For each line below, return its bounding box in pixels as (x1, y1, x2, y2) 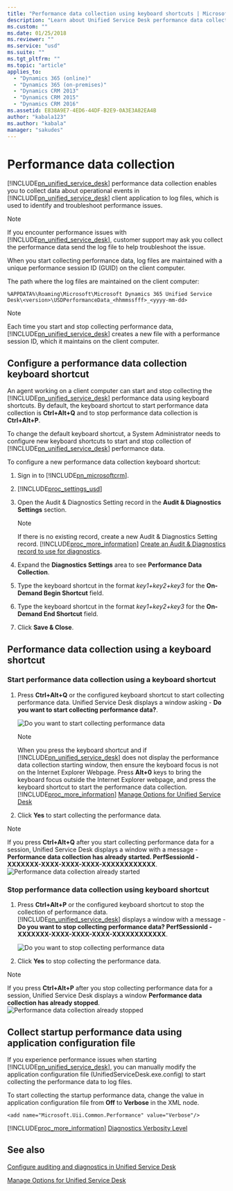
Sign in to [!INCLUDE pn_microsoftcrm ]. (17, 472, 130, 480)
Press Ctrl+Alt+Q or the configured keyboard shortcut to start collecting (17, 690, 225, 699)
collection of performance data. (17, 908, 108, 917)
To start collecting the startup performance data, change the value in (7, 1091, 205, 1099)
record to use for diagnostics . (17, 547, 102, 556)
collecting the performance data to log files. (7, 1077, 132, 1085)
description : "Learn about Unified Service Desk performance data (7, 17, 203, 24)
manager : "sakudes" (7, 126, 64, 133)
